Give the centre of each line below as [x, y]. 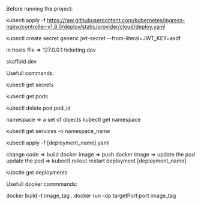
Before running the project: [40, 9]
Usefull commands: [30, 73]
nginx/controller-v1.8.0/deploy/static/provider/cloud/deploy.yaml [86, 27]
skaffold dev [22, 61]
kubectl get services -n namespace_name [58, 131]
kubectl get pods [27, 96]
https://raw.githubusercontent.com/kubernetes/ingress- [116, 20]
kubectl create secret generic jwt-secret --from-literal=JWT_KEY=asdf [94, 38]
